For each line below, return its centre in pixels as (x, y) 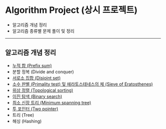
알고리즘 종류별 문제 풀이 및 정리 (43, 31)
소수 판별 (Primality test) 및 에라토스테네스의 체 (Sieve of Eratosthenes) (83, 84)
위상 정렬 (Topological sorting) (42, 90)
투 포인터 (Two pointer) (35, 109)
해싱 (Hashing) (27, 121)
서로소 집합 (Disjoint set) (36, 78)
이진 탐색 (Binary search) (37, 96)
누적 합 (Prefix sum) (32, 65)
